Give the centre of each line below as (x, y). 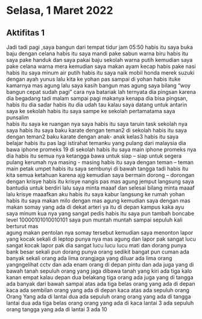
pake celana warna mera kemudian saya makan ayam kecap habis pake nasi (101, 66)
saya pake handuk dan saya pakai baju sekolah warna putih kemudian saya (99, 60)
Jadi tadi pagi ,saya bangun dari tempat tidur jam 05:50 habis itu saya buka (99, 47)
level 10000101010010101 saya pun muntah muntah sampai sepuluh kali (94, 220)
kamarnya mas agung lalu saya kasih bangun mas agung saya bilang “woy (99, 85)
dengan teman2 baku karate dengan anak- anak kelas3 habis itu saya (93, 137)
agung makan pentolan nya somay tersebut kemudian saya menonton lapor (100, 233)
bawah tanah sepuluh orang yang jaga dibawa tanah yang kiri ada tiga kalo (99, 271)
